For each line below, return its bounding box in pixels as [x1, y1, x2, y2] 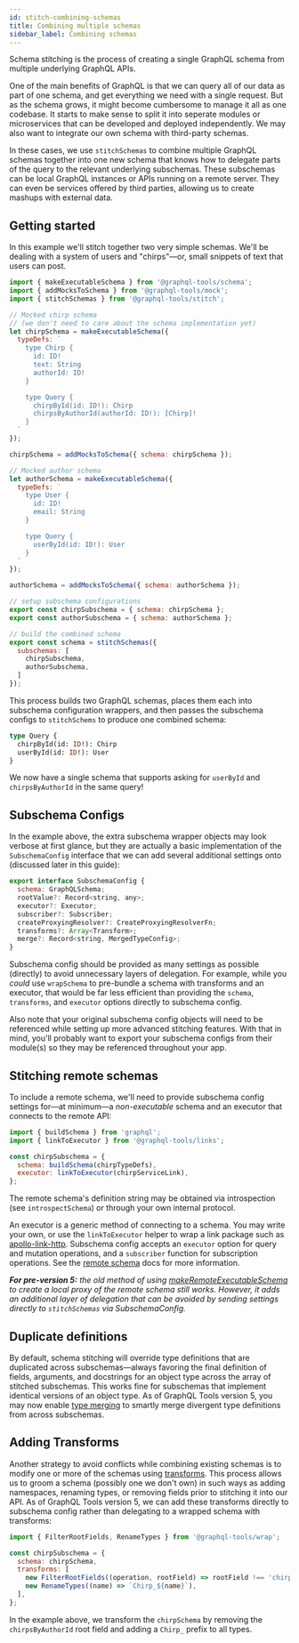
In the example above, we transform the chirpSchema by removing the [9, 1614, 263, 1624]
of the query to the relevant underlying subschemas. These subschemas [9, 164, 276, 174]
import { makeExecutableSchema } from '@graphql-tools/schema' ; [9, 278, 253, 287]
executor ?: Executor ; [17, 901, 98, 910]
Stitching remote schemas [9, 1068, 158, 1083]
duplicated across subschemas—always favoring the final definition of [9, 1362, 267, 1373]
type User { [25, 491, 69, 500]
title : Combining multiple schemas [9, 21, 141, 30]
